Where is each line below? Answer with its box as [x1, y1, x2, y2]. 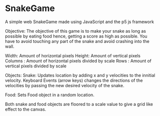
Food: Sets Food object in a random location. [5, 92, 95, 98]
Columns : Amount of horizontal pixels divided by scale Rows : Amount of [5, 58, 152, 64]
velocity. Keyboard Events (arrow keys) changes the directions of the [5, 77, 143, 83]
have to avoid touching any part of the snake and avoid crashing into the [5, 38, 149, 44]
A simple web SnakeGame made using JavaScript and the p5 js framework [5, 19, 154, 25]
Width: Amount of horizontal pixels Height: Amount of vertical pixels [5, 52, 141, 58]
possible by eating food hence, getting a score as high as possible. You [5, 33, 148, 39]
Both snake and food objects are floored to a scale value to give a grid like [5, 101, 153, 107]
